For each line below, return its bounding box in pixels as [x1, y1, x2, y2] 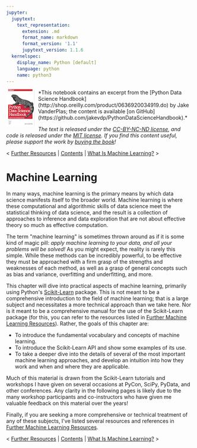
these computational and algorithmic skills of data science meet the [6, 203, 171, 210]
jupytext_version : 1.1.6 [21, 47, 84, 53]
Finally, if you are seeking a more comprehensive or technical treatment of [6, 411, 188, 418]
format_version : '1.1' [21, 41, 78, 47]
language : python [17, 66, 60, 72]
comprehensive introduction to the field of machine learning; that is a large [6, 295, 189, 302]
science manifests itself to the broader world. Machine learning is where [6, 196, 183, 204]
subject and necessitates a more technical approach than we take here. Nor [6, 301, 192, 308]
